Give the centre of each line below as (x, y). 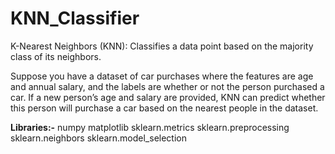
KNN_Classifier (75, 18)
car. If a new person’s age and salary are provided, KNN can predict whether (168, 97)
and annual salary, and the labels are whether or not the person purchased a (167, 86)
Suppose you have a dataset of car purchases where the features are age (162, 76)
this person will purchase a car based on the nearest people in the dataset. (164, 108)
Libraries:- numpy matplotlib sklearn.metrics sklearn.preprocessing (150, 127)
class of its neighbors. (56, 56)
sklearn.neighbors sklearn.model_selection (98, 138)
